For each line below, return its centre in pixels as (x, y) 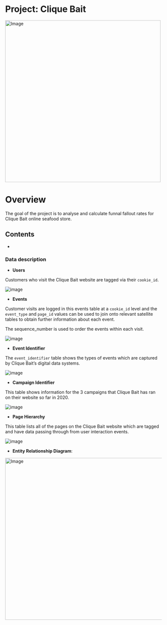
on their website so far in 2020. (37, 397)
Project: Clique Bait (45, 9)
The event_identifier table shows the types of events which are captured (81, 358)
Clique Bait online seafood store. (39, 219)
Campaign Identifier (34, 382)
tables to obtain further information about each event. (60, 319)
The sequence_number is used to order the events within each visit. (75, 329)
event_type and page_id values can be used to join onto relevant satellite (79, 314)
